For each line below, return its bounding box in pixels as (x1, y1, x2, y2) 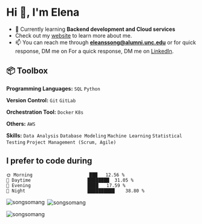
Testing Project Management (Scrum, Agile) (6, 139, 117, 145)
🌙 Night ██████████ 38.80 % (6, 188, 145, 194)
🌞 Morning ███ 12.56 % (6, 172, 125, 178)
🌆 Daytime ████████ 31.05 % (6, 177, 134, 183)
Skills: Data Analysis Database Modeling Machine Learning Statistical (6, 131, 183, 139)
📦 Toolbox (6, 66, 48, 76)
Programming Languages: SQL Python (6, 85, 101, 92)
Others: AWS (6, 120, 36, 127)
